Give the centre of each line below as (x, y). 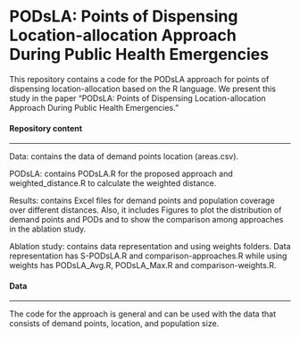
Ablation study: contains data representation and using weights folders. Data (150, 247)
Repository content (46, 128)
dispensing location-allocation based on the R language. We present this (143, 88)
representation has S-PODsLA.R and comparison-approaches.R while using (148, 256)
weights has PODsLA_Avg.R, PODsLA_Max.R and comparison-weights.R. (143, 265)
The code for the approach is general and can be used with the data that (143, 314)
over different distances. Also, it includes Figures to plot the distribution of (146, 210)
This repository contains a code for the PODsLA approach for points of (139, 79)
